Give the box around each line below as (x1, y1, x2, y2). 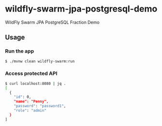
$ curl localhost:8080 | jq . (5, 81, 66, 86)
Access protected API (5, 70, 58, 77)
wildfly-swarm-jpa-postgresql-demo (5, 3, 158, 14)
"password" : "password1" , (14, 104, 66, 109)
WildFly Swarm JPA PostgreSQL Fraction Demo (5, 19, 100, 25)
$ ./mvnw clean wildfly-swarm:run (5, 59, 75, 64)
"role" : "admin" (14, 108, 47, 113)
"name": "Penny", (14, 99, 49, 104)
